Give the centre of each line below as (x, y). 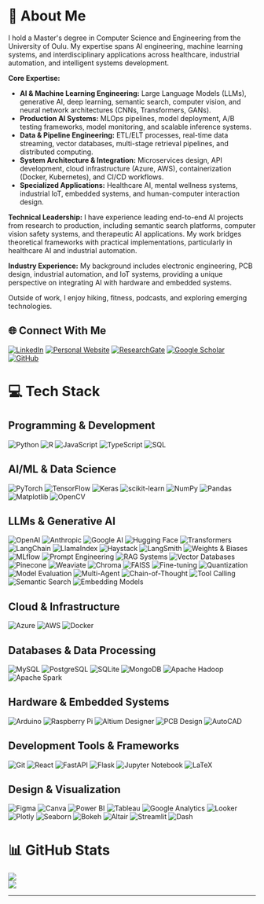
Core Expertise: (34, 78)
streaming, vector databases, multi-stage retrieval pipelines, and (124, 143)
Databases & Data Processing (82, 650)
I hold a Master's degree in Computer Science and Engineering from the (125, 38)
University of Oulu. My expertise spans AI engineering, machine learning (126, 46)
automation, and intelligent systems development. (89, 63)
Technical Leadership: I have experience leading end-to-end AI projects (126, 217)
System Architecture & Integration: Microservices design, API (121, 160)
